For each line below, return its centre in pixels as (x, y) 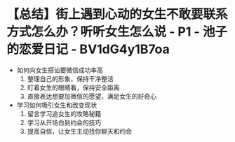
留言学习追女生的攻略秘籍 (64, 113)
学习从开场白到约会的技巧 (64, 122)
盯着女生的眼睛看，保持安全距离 (73, 87)
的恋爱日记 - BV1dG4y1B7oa (88, 49)
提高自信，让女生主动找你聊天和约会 (80, 131)
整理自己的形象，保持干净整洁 (70, 78)
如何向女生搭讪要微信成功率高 (60, 70)
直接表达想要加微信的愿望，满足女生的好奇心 (92, 96)
